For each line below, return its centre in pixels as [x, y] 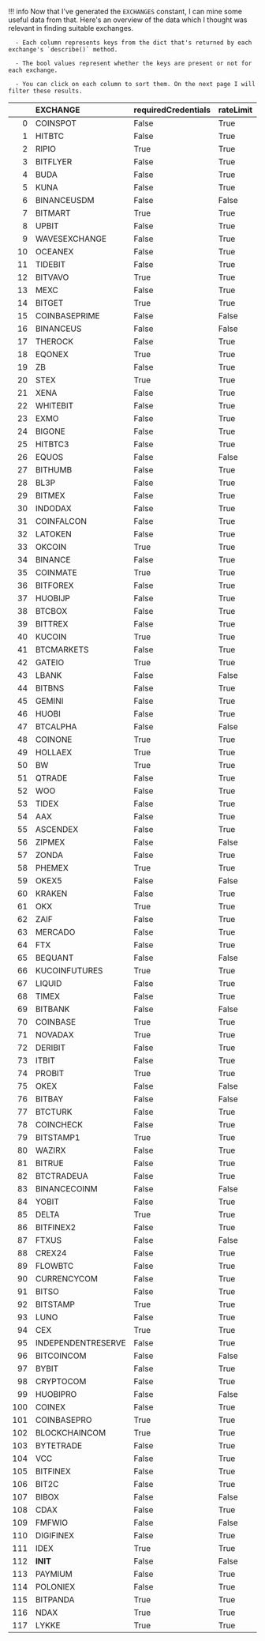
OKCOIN [51, 547]
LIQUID [49, 983]
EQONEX [52, 354]
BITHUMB [54, 470]
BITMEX [50, 495]
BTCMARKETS [62, 649]
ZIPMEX [50, 842]
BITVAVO [52, 277]
